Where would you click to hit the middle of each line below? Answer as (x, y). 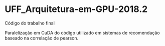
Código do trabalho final (30, 23)
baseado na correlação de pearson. (42, 38)
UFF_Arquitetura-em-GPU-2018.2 (76, 9)
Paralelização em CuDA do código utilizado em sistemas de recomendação (82, 32)
